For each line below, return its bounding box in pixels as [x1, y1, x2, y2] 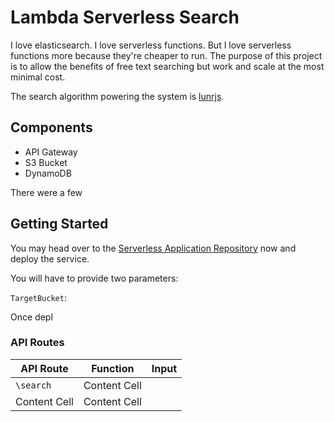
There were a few [10, 186, 83, 198]
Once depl [10, 311, 53, 323]
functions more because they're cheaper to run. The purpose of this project [10, 49, 323, 61]
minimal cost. [10, 71, 66, 83]
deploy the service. [10, 252, 90, 265]
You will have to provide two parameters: [10, 272, 179, 284]
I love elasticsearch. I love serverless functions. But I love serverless [10, 39, 292, 51]
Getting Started [10, 216, 109, 233]
